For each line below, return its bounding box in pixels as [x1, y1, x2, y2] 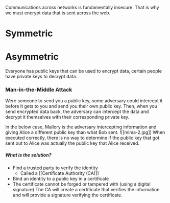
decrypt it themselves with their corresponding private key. [5, 114, 130, 120]
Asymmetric [5, 51, 59, 63]
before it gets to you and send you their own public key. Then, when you [5, 103, 157, 109]
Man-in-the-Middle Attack [5, 86, 72, 94]
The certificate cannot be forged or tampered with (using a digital [12, 181, 151, 187]
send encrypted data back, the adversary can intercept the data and [5, 108, 149, 115]
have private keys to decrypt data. [5, 74, 78, 80]
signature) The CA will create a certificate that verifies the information [12, 187, 160, 193]
